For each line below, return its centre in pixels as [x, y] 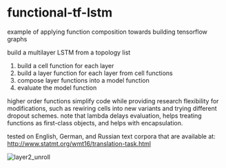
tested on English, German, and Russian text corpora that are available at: [111, 136]
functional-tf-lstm [60, 13]
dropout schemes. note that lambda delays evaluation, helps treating [104, 116]
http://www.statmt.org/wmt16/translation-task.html [79, 143]
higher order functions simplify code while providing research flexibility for [113, 101]
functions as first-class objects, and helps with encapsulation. [95, 123]
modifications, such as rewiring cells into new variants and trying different [112, 108]
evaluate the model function [57, 87]
